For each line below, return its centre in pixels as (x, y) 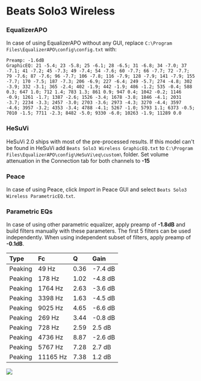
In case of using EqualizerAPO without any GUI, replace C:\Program (89, 43)
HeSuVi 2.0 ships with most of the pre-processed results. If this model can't (100, 141)
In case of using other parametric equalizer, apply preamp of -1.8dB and (96, 225)
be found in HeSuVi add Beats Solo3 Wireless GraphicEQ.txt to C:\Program (100, 148)
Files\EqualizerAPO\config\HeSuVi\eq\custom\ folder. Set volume (88, 154)
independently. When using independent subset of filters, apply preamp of (99, 238)
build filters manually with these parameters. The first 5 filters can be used (99, 231)
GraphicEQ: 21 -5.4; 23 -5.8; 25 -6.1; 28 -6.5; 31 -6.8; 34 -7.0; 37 (97, 66)
